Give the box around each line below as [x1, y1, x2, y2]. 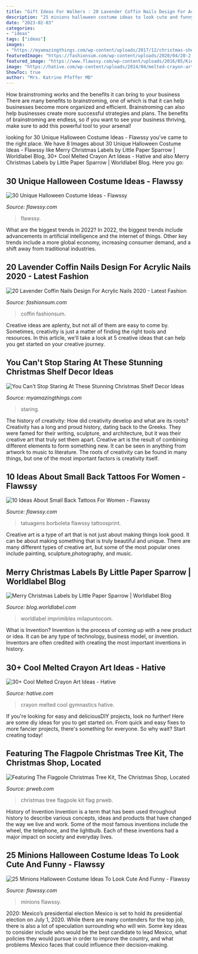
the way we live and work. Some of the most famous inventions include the [6, 820, 189, 827]
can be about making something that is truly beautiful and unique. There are [6, 537, 191, 544]
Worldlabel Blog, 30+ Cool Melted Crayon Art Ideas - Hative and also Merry [6, 153, 190, 160]
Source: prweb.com [6, 785, 54, 792]
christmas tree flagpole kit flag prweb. [20, 797, 114, 804]
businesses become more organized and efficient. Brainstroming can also [6, 104, 185, 111]
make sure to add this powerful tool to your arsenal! [6, 123, 131, 130]
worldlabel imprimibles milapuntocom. [20, 615, 113, 622]
